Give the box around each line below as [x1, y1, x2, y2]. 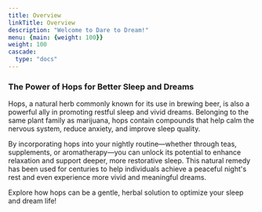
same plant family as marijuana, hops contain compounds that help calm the [8, 115, 255, 126]
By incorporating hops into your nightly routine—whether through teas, [8, 139, 237, 149]
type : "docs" [15, 56, 58, 64]
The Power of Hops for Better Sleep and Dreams [8, 81, 195, 92]
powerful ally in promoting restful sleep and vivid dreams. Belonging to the [8, 108, 249, 117]
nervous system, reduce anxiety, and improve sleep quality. [8, 124, 201, 133]
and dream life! [8, 196, 57, 206]
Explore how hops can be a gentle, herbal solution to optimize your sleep [8, 188, 244, 197]
